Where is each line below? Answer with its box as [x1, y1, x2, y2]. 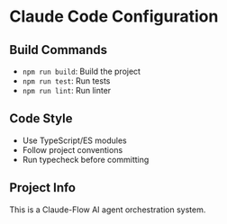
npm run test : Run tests [22, 76, 111, 86]
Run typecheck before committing [22, 154, 150, 165]
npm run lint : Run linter [22, 85, 112, 95]
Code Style [9, 111, 73, 127]
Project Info [9, 180, 77, 195]
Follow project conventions [22, 144, 123, 155]
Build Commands [9, 42, 108, 58]
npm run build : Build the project [22, 66, 141, 76]
